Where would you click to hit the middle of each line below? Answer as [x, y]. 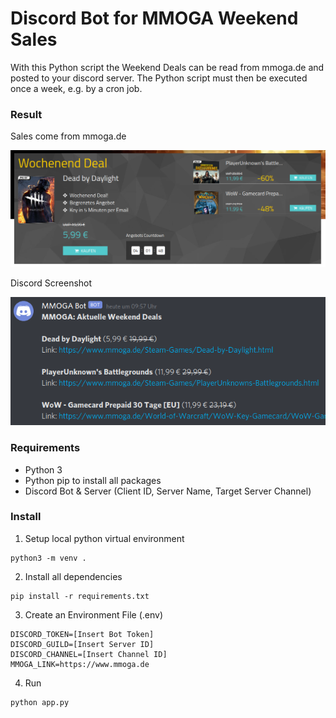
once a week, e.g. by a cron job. [76, 88]
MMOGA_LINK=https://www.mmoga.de [80, 664]
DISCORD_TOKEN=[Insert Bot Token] [82, 634]
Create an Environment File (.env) [93, 614]
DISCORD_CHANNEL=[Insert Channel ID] [89, 654]
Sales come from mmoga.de [68, 136]
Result [26, 114]
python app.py [40, 702]
